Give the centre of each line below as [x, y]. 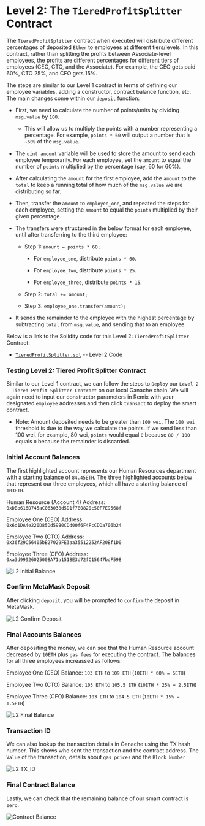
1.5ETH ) [16, 703]
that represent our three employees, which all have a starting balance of [97, 484]
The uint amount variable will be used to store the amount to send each [105, 153]
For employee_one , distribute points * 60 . [85, 258]
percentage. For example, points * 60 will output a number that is [107, 135]
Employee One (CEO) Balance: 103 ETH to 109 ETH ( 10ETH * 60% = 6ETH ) [96, 673]
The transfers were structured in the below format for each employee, [103, 228]
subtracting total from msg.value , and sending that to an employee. [101, 324]
